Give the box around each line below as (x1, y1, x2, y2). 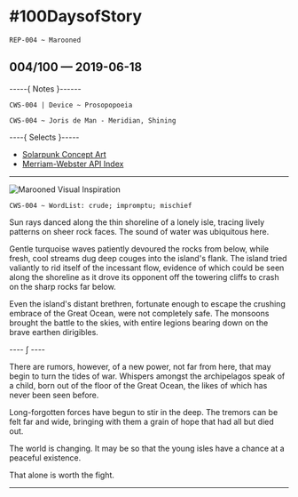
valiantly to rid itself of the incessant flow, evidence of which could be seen (9, 262, 285, 273)
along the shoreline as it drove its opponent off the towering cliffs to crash (9, 271, 279, 282)
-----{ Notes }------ (9, 83, 82, 94)
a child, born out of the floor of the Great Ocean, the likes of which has (9, 380, 268, 390)
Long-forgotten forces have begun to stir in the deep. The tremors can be (9, 406, 278, 417)
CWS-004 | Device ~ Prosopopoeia (9, 100, 133, 109)
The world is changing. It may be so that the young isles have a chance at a (9, 443, 286, 453)
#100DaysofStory (9, 6, 143, 27)
